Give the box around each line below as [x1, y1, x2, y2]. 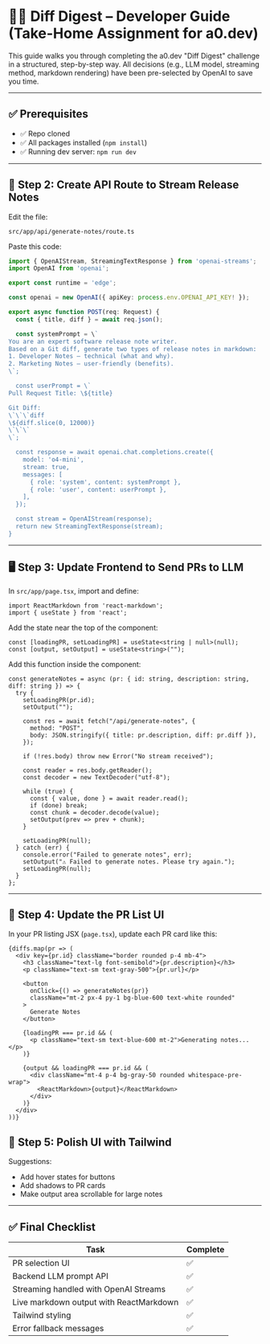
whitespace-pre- [187, 1072, 243, 1080]
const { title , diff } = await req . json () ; [15, 315, 163, 324]
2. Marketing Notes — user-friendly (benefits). [8, 360, 174, 368]
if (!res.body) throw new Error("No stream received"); [22, 752, 215, 760]
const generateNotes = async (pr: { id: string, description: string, [8, 675, 250, 683]
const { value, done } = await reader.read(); [29, 795, 189, 803]
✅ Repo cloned [19, 129, 71, 138]
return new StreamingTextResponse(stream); [15, 522, 163, 531]
